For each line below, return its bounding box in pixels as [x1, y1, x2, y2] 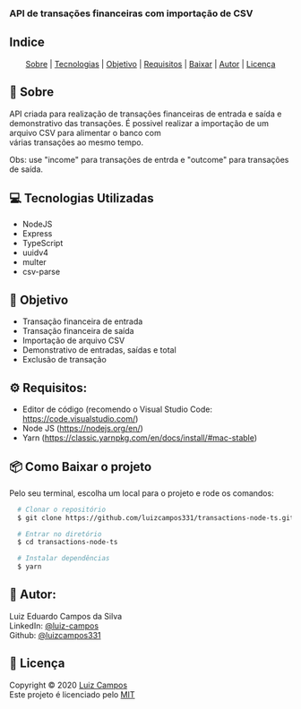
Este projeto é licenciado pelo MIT [9, 688, 136, 700]
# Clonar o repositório [17, 505, 106, 514]
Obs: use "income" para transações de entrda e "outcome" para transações [9, 154, 289, 165]
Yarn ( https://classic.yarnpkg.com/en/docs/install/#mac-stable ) [21, 432, 258, 443]
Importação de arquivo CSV [21, 335, 125, 346]
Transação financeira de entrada [21, 316, 143, 327]
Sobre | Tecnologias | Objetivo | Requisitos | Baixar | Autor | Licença [25, 58, 276, 69]
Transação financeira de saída [21, 326, 134, 337]
